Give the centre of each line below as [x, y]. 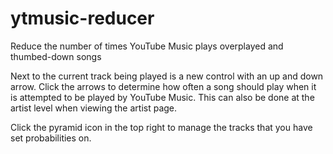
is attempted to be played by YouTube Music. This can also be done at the [162, 97]
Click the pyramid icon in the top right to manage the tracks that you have [161, 127]
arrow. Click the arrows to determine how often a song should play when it [163, 86]
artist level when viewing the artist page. [94, 108]
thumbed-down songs [56, 56]
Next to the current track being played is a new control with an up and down [167, 76]
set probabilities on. [51, 138]
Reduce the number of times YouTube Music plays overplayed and [147, 46]
